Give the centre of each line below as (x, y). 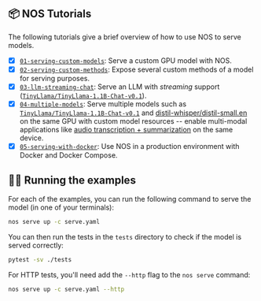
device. (31, 138)
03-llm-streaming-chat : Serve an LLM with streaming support (119, 87)
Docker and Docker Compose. (68, 155)
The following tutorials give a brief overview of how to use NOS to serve (125, 37)
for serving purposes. (55, 78)
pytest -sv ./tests (40, 259)
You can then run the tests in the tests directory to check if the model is (125, 236)
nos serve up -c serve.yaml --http (66, 289)
